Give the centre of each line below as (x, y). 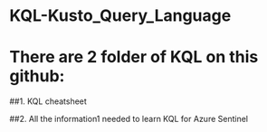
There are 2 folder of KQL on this (134, 57)
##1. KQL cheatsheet (48, 101)
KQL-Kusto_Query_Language (120, 16)
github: (37, 76)
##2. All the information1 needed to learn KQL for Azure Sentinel (129, 119)
